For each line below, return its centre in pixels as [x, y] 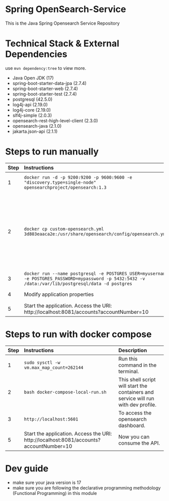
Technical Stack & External [62, 44]
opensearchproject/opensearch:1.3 [65, 187]
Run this [128, 359]
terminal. [129, 371]
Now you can [134, 437]
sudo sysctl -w [42, 362]
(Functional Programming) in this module [55, 493]
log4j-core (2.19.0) [32, 110]
